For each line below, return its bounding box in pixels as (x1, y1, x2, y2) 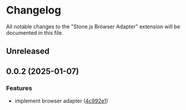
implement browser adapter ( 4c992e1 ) (14, 98, 108, 105)
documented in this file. (6, 29, 64, 36)
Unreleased (6, 46, 50, 56)
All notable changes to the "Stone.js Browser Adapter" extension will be (6, 23, 181, 30)
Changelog (6, 4, 61, 17)
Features (6, 84, 32, 92)
